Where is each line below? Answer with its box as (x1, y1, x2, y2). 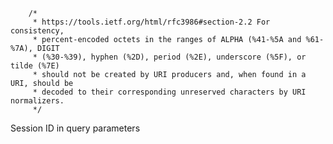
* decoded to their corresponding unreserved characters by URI (32, 87, 307, 97)
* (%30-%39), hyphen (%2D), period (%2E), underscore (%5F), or (32, 52, 307, 62)
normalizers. (10, 96, 65, 106)
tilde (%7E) (10, 61, 60, 71)
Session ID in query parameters (10, 122, 141, 134)
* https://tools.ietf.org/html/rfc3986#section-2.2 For (32, 17, 271, 27)
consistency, (10, 26, 65, 36)
